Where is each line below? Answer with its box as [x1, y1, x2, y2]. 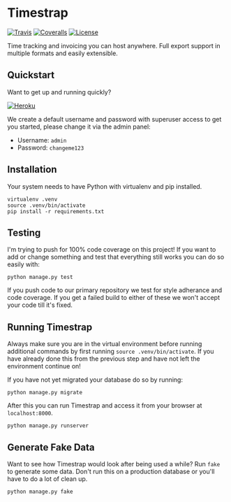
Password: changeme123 [17, 143, 84, 152]
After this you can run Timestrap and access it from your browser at [7, 401, 202, 410]
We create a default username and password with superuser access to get [7, 115, 222, 123]
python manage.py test [7, 274, 73, 281]
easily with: [7, 260, 40, 268]
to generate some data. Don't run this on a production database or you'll [7, 467, 215, 475]
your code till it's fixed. [7, 301, 73, 309]
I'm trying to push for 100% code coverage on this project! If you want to [7, 245, 216, 254]
